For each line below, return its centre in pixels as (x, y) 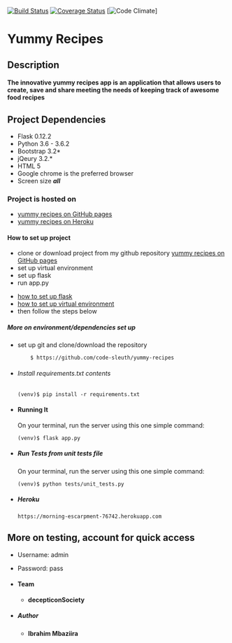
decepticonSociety (56, 600)
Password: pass (40, 568)
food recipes (26, 97)
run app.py (33, 283)
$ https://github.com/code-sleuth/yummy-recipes (102, 358)
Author (28, 616)
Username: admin (43, 554)
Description (33, 65)
